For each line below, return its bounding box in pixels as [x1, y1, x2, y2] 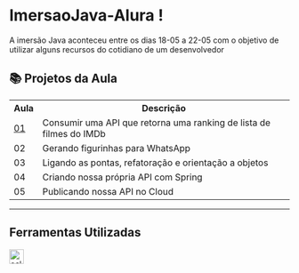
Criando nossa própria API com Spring [42, 171, 203, 183]
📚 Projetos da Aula [9, 71, 117, 86]
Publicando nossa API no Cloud [42, 185, 174, 197]
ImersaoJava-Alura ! [9, 5, 164, 26]
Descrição [141, 101, 187, 114]
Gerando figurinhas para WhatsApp [42, 141, 191, 154]
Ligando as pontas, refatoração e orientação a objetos [42, 157, 269, 169]
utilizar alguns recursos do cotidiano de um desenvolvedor [9, 44, 225, 54]
